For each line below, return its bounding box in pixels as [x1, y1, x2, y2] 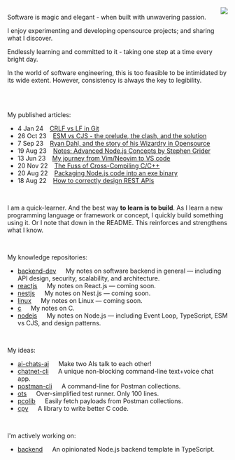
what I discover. [7, 34, 53, 42]
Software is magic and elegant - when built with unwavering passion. [7, 13, 206, 21]
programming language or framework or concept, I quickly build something [7, 211, 224, 219]
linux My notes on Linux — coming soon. [17, 297, 143, 304]
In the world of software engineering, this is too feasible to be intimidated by [7, 69, 227, 76]
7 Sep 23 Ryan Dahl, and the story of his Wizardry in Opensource [17, 140, 211, 147]
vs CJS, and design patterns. [17, 319, 101, 327]
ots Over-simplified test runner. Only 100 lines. [17, 389, 159, 398]
